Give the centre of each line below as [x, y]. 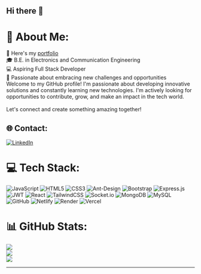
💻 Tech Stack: [43, 168]
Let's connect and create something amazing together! [74, 109]
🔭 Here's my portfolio [32, 53]
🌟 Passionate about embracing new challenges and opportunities [86, 78]
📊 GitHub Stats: [47, 226]
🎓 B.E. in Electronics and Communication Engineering [73, 60]
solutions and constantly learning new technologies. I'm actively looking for [99, 90]
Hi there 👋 [25, 11]
